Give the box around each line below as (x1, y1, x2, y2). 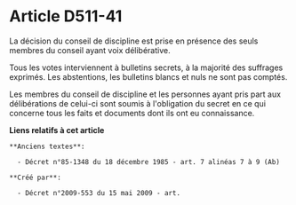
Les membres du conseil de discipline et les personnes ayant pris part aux (9, 89, 282, 99)
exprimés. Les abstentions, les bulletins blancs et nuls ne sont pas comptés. (9, 71, 288, 82)
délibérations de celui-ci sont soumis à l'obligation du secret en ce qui (9, 98, 267, 108)
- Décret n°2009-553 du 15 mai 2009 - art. (17, 188, 180, 197)
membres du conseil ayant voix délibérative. (9, 44, 171, 55)
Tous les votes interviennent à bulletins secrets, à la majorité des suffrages (9, 62, 284, 73)
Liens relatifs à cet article (9, 124, 105, 135)
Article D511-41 (9, 6, 123, 27)
